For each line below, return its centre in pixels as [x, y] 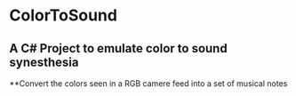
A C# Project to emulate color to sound [119, 48]
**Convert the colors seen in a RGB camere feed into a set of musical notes [148, 84]
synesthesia [44, 62]
